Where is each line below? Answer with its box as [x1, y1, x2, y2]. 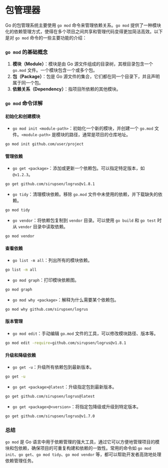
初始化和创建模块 [5, 113, 40, 119]
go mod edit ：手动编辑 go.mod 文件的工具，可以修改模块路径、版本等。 [12, 330, 158, 337]
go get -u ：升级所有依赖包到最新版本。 [12, 364, 94, 370]
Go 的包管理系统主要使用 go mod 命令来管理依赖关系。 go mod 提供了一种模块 [5, 22, 161, 28]
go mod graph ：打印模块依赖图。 [12, 277, 79, 283]
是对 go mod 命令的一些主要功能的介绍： [5, 35, 87, 41]
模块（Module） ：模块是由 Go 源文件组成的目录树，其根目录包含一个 [12, 61, 153, 67]
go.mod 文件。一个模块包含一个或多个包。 [12, 67, 97, 73]
